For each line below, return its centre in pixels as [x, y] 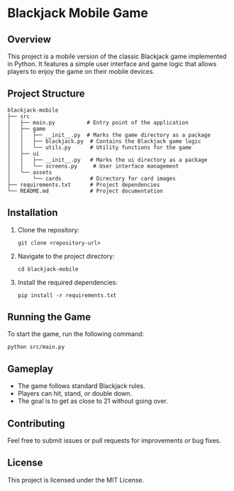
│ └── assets [30, 172]
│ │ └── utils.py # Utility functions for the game [100, 147]
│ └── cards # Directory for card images [91, 178]
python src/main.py [36, 347]
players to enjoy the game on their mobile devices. [81, 71]
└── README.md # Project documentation [85, 191]
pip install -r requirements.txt [67, 295]
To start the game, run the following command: [76, 334]
